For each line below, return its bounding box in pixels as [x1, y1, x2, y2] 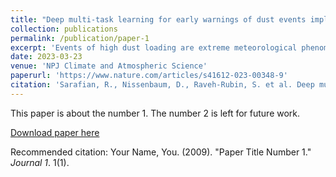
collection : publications [10, 24, 118, 34]
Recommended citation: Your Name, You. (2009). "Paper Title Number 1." [10, 146, 312, 158]
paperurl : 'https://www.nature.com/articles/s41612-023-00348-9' [10, 71, 288, 81]
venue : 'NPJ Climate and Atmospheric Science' [10, 61, 208, 71]
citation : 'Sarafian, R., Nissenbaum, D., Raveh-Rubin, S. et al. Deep [10, 80, 315, 90]
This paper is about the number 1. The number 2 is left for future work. [10, 107, 301, 119]
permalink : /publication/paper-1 [10, 33, 150, 43]
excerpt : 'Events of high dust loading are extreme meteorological [10, 42, 298, 53]
